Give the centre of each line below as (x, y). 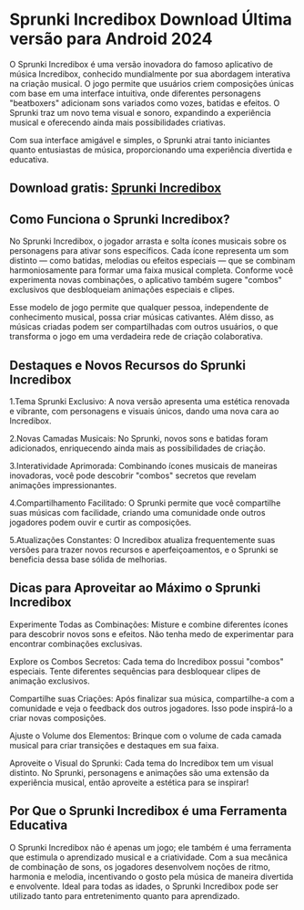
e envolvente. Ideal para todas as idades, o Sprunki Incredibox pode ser (144, 886)
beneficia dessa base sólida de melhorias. (88, 559)
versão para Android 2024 (111, 39)
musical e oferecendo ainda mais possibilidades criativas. (117, 122)
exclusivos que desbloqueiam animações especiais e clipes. (122, 290)
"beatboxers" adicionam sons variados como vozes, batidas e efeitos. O (145, 103)
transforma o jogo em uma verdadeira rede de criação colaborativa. (137, 337)
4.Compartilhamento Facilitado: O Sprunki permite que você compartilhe (145, 503)
